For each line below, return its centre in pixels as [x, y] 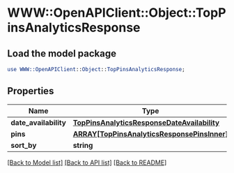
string [83, 145]
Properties [31, 91]
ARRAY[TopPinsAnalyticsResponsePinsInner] [150, 134]
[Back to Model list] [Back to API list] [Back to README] [87, 163]
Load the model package [62, 53]
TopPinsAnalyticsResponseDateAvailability [146, 122]
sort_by [24, 145]
